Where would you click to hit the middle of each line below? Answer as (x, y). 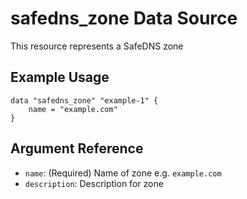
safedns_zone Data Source (124, 18)
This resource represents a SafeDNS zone (97, 46)
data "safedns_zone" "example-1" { (84, 100)
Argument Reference (77, 148)
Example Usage (60, 77)
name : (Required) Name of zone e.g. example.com (123, 173)
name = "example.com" (73, 109)
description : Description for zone (94, 183)
